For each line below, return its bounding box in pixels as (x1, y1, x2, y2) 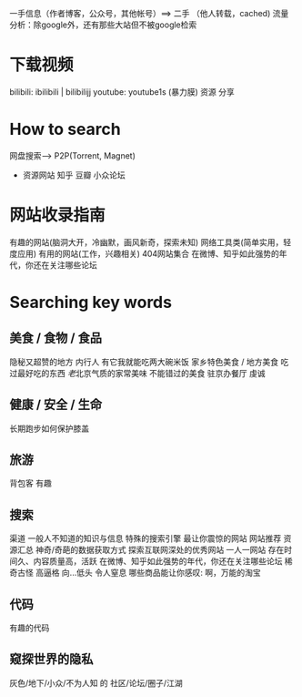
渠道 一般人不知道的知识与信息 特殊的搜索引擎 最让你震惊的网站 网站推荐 (9, 533, 282, 544)
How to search (9, 119, 121, 139)
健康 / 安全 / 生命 (9, 397, 103, 413)
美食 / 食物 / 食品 (9, 331, 103, 346)
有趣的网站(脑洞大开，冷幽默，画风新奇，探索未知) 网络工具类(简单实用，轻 (9, 236, 292, 248)
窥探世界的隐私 (9, 651, 94, 667)
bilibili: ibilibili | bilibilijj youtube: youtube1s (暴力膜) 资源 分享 (9, 86, 235, 97)
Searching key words (9, 292, 173, 313)
